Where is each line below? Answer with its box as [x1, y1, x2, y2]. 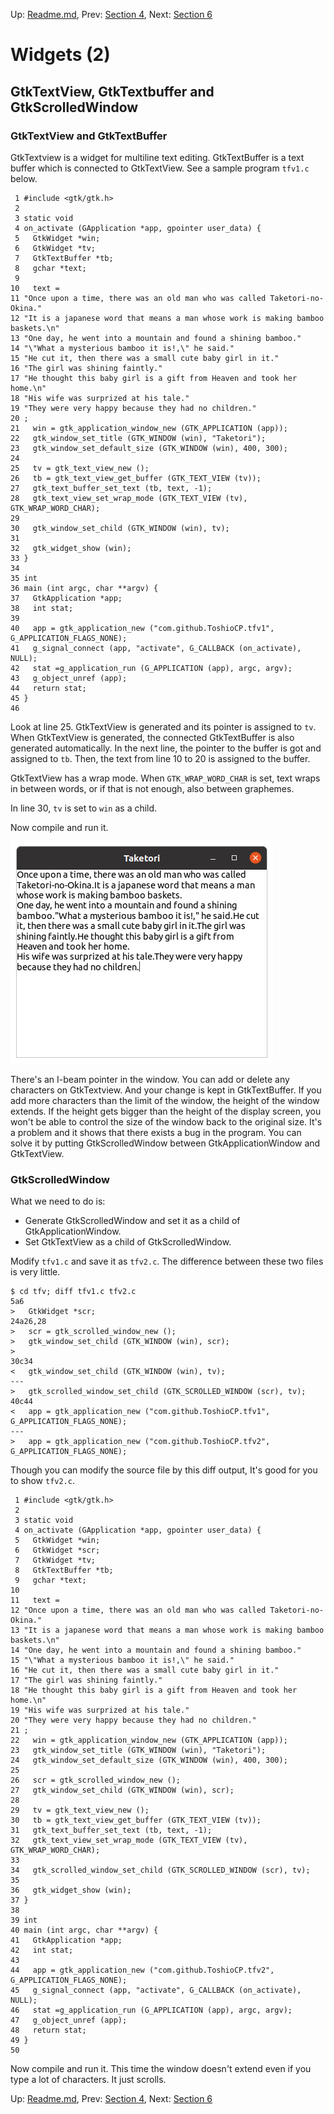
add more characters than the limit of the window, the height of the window [10, 1094, 320, 1106]
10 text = [10, 283, 60, 293]
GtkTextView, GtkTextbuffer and [10, 83, 215, 100]
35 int [10, 573, 38, 583]
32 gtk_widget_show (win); [10, 543, 132, 553]
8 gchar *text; [14, 263, 87, 273]
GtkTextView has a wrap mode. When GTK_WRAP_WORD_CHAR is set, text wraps [10, 772, 321, 784]
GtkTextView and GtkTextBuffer [10, 129, 168, 143]
